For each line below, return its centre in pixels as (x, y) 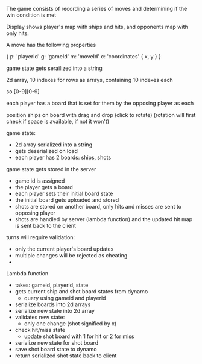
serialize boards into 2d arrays (53, 304)
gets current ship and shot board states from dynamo (81, 291)
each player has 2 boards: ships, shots (63, 157)
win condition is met (31, 15)
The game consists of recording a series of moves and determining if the (97, 9)
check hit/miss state (40, 330)
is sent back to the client (46, 226)
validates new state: (40, 317)
